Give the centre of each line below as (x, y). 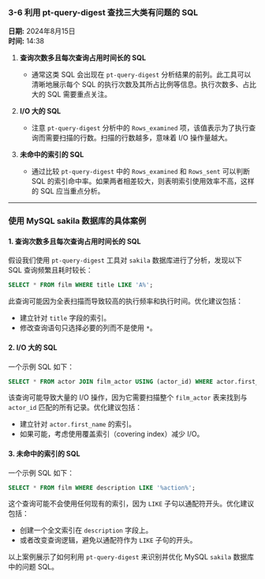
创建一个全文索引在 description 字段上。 (86, 530)
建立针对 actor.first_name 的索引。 (78, 424)
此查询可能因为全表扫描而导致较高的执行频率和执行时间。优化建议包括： (125, 301)
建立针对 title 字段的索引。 (65, 318)
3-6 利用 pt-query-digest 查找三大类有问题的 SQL (103, 12)
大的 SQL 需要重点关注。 (71, 94)
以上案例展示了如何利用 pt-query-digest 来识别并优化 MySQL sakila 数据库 (131, 557)
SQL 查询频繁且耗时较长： (50, 270)
